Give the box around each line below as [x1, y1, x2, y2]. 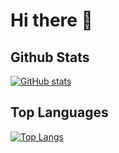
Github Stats [10, 49, 90, 66]
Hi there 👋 [10, 9, 93, 32]
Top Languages [10, 104, 109, 121]
